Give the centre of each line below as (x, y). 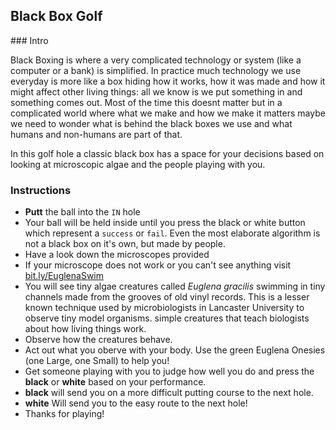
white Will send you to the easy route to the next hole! (136, 403)
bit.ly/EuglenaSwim (64, 276)
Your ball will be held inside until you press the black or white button (165, 223)
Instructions (41, 190)
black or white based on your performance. (115, 382)
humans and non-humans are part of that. (96, 134)
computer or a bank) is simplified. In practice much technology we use (156, 70)
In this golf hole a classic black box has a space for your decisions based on (167, 153)
